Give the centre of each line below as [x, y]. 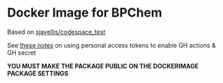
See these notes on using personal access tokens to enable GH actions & [111, 45]
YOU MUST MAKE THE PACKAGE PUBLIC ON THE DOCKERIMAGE [103, 66]
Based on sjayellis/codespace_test [56, 32]
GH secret [22, 53]
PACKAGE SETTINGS [38, 73]
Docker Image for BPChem [85, 13]
